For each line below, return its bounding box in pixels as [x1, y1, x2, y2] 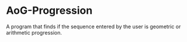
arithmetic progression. [6, 29, 63, 36]
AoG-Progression [6, 4, 93, 17]
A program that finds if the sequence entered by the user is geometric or [6, 23, 181, 30]
